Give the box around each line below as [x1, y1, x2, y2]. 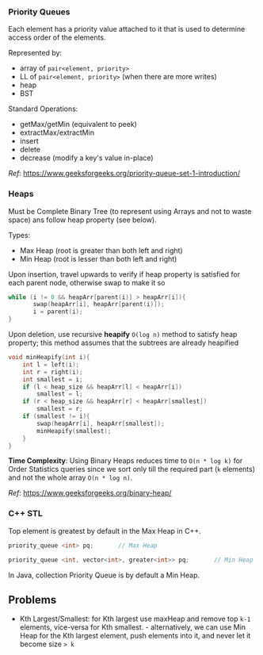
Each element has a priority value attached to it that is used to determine [8, 25, 246, 34]
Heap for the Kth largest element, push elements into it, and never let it [19, 631, 251, 641]
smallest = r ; [36, 405, 83, 413]
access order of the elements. [8, 33, 106, 42]
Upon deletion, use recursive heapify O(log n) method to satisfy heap [8, 330, 238, 339]
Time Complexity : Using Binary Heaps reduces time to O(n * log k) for [8, 456, 243, 465]
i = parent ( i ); [32, 308, 83, 316]
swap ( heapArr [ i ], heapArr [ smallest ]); [36, 419, 165, 427]
